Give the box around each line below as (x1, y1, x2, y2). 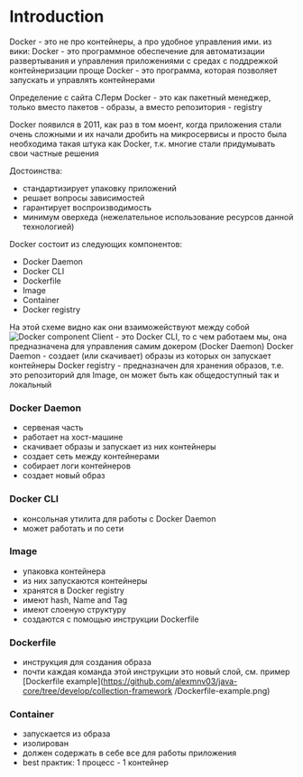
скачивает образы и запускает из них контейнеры (22, 441, 216, 452)
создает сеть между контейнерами (22, 451, 160, 462)
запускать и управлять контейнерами (9, 74, 156, 85)
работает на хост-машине (22, 431, 124, 443)
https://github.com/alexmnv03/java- (103, 676, 237, 687)
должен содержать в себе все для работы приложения (22, 747, 237, 759)
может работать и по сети (22, 523, 124, 533)
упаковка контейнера (22, 566, 106, 577)
